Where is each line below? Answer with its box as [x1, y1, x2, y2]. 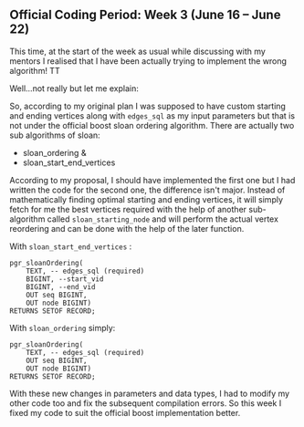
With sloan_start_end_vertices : [9, 241, 132, 252]
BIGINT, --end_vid [26, 282, 96, 291]
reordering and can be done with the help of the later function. [9, 223, 245, 234]
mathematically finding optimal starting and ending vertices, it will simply [9, 193, 284, 204]
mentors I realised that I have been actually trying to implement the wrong [9, 55, 288, 67]
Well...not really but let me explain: [9, 82, 139, 94]
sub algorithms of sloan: [9, 130, 100, 141]
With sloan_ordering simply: [9, 322, 116, 333]
